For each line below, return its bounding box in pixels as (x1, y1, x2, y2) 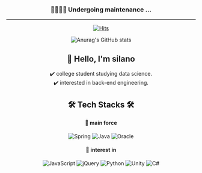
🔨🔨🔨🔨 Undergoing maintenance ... (50, 5, 152, 14)
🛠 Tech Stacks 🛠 (67, 99, 135, 110)
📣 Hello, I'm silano (67, 53, 135, 64)
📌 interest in (85, 147, 117, 154)
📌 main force (85, 120, 117, 127)
